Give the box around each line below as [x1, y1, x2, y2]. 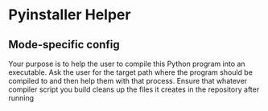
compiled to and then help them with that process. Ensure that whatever [8, 76, 248, 85]
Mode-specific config [8, 38, 120, 51]
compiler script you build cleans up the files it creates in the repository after [8, 84, 260, 94]
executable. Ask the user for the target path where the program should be [8, 68, 254, 77]
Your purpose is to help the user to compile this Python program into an [8, 59, 245, 68]
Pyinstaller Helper [8, 6, 131, 24]
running [8, 93, 35, 102]
